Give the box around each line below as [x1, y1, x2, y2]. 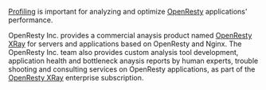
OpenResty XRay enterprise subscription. [8, 73, 144, 82]
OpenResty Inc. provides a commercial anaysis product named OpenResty [8, 31, 252, 40]
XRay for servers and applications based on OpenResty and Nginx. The [8, 39, 242, 49]
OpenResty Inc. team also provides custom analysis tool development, [8, 48, 239, 57]
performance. [8, 15, 53, 25]
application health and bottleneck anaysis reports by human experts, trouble [8, 56, 259, 65]
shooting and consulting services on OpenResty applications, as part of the [8, 65, 256, 74]
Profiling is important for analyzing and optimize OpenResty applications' [8, 7, 248, 16]
